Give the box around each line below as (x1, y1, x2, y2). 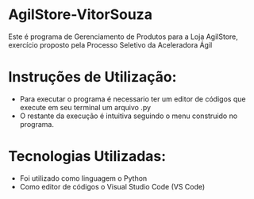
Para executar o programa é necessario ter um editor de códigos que (19, 94, 246, 104)
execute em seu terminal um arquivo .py (19, 102, 152, 112)
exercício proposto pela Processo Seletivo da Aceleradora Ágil (8, 40, 213, 49)
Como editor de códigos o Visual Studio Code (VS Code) (19, 182, 206, 191)
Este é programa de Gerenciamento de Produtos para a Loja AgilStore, (8, 32, 238, 41)
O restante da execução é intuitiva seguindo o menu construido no (19, 111, 238, 121)
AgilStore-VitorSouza (8, 6, 153, 24)
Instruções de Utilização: (8, 68, 177, 86)
